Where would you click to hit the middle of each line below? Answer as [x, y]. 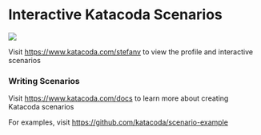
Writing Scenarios [44, 81]
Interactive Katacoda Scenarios [115, 15]
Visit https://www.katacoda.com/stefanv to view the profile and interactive [131, 52]
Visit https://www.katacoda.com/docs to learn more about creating [118, 98]
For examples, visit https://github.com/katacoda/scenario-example [118, 122]
